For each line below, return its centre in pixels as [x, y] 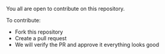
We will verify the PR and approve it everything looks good [87, 45]
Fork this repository [39, 32]
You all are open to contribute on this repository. [65, 9]
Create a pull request [41, 38]
